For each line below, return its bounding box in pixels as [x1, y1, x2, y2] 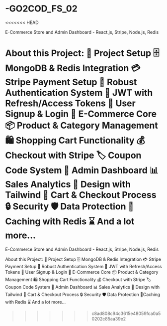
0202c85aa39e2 [91, 316, 126, 322]
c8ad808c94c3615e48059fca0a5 [91, 310, 161, 317]
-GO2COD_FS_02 [5, 3, 78, 14]
